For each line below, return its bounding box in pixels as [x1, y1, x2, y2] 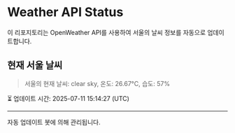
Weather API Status [7, 4, 124, 20]
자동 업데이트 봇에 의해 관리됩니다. [7, 118, 101, 126]
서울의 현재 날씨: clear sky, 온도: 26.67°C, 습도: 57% [24, 79, 170, 87]
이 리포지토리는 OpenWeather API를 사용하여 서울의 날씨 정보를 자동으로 [7, 28, 206, 36]
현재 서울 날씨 [7, 59, 63, 71]
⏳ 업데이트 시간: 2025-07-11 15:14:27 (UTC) [7, 94, 129, 102]
